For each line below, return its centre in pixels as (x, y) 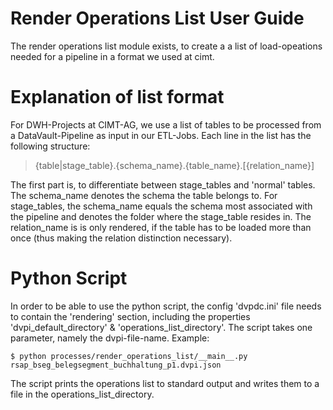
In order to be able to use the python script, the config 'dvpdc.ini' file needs (166, 306)
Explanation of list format (117, 97)
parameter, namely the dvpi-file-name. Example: (110, 338)
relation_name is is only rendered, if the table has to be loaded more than (161, 227)
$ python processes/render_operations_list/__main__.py (129, 356)
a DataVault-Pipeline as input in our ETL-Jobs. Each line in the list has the (161, 135)
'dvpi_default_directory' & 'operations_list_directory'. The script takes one (161, 327)
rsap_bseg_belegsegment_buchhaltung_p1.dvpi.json (116, 365)
